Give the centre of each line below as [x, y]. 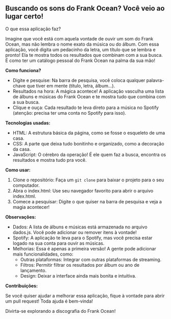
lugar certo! [25, 17]
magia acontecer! [31, 207]
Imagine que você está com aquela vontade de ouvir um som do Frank [79, 38]
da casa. [22, 149]
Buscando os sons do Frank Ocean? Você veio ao [85, 8]
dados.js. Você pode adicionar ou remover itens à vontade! [75, 232]
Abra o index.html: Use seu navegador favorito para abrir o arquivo [83, 190]
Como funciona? [23, 70]
